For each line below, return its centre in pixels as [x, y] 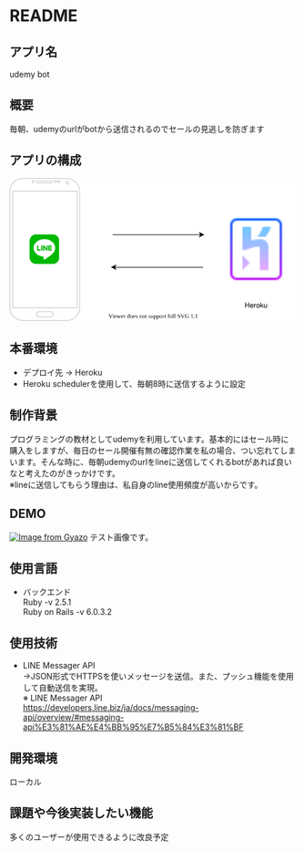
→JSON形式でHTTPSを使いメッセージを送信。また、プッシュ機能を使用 [158, 677]
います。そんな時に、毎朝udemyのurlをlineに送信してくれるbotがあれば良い [151, 462]
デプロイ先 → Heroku [62, 372]
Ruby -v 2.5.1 [47, 602]
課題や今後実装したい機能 [81, 813]
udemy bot [30, 74]
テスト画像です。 [121, 537]
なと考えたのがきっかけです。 [65, 473]
